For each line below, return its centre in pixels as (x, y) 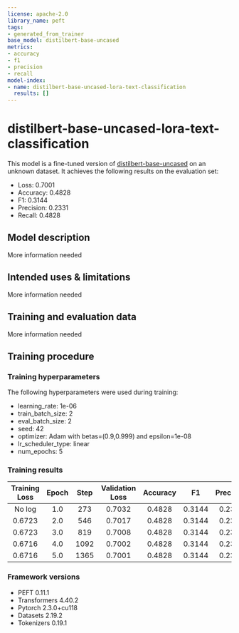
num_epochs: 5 (40, 452)
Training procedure (51, 356)
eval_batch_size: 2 (45, 421)
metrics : (20, 47)
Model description (49, 238)
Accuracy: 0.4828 (44, 192)
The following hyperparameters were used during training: (93, 392)
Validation (118, 488)
